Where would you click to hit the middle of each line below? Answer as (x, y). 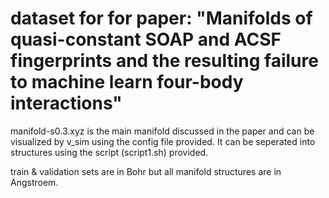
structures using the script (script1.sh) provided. (109, 152)
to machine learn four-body (127, 82)
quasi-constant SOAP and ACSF (146, 39)
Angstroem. (34, 182)
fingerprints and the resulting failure (164, 61)
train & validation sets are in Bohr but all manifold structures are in (146, 171)
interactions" (66, 103)
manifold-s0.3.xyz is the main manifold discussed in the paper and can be (162, 131)
